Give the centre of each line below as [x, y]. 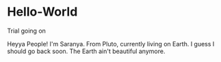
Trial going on [27, 31]
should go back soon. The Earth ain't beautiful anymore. [86, 51]
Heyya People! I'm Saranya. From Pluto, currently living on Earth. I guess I [111, 44]
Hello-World [42, 12]
